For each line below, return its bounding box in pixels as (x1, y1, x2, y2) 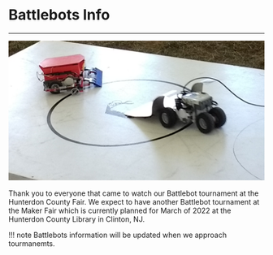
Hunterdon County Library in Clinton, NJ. (8, 214, 145, 224)
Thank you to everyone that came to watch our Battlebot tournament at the (8, 188, 259, 198)
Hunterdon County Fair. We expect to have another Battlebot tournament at (8, 197, 260, 206)
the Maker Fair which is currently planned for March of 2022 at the (8, 205, 232, 215)
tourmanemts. (8, 238, 55, 249)
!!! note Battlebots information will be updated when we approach (8, 230, 227, 240)
